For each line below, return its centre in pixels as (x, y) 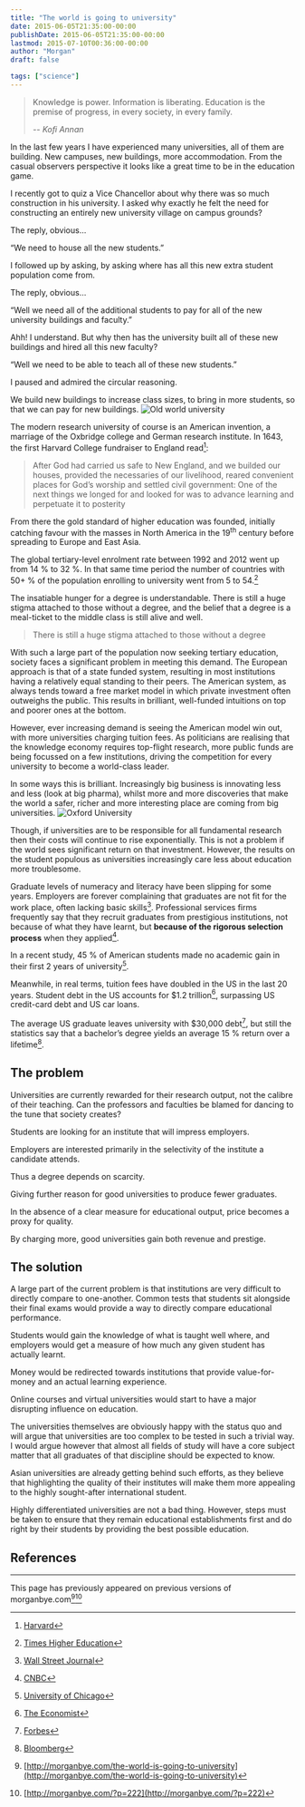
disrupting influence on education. (74, 1409)
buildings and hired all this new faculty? (84, 346)
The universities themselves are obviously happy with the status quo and (146, 1427)
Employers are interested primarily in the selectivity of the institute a (137, 1149)
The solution (47, 1267)
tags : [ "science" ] (45, 77)
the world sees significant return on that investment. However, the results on (153, 850)
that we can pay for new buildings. (75, 409)
